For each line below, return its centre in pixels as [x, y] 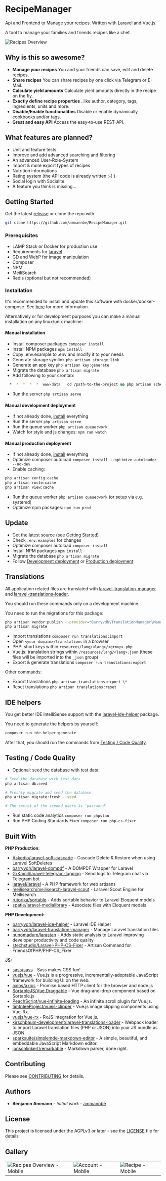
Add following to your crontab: [43, 376]
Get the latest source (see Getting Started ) [55, 535]
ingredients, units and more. [41, 106]
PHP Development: [25, 915]
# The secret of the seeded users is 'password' [56, 806]
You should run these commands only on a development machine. [72, 603]
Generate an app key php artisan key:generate [61, 365]
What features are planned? [49, 138]
